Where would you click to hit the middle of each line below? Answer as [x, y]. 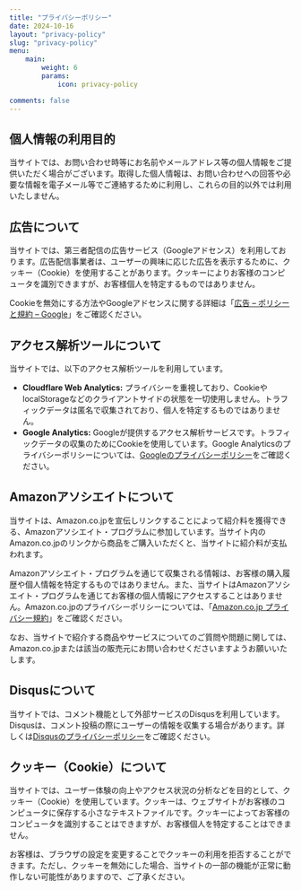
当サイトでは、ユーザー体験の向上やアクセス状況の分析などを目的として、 [146, 790]
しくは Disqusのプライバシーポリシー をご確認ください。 [112, 736]
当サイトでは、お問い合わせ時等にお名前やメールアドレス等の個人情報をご [146, 162]
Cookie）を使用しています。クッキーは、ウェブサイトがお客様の [159, 802]
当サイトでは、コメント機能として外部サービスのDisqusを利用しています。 [147, 713]
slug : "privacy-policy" [54, 43]
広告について [45, 227]
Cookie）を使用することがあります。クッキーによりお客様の [151, 273]
